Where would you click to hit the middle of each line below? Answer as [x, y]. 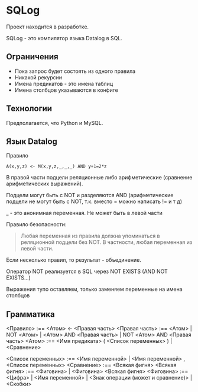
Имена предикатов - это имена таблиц [64, 83]
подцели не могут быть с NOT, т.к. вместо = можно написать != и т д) [94, 201]
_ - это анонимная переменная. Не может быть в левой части [84, 213]
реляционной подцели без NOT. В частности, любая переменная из [106, 242]
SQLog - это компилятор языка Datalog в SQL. [64, 38]
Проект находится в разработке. [48, 27]
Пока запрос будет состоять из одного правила [75, 71]
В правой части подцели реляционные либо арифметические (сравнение [99, 178]
